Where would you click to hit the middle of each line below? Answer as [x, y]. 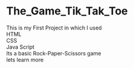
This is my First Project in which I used [54, 28]
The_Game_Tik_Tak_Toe [67, 11]
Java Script [21, 47]
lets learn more [25, 60]
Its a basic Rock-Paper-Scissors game [54, 53]
